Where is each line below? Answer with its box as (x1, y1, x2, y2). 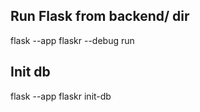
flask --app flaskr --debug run (10, 34, 135, 46)
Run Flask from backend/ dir (10, 8, 190, 25)
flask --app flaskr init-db (10, 90, 112, 102)
